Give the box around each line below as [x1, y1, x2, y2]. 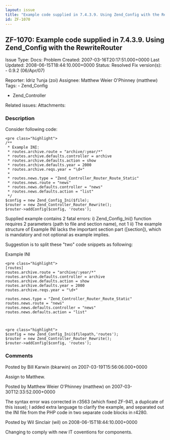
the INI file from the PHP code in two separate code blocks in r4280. [5, 409, 148, 415]
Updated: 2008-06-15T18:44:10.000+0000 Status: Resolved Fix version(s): [5, 62, 162, 68]
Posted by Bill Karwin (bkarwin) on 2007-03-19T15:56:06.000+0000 [5, 364, 148, 370]
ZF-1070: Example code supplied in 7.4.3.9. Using [5, 35, 164, 44]
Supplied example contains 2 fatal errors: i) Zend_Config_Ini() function [5, 216, 152, 222]
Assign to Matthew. [5, 373, 46, 379]
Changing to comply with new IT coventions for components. [5, 429, 133, 435]
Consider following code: [5, 126, 58, 132]
